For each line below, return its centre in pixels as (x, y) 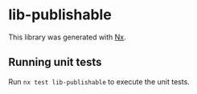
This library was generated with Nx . (67, 37)
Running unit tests (55, 62)
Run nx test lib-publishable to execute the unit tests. (99, 81)
